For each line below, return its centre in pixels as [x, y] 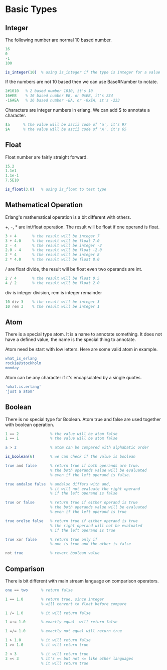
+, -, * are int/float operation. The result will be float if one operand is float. [82, 227]
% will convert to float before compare [84, 604]
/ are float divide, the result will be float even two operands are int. [74, 269]
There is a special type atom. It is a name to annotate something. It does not [83, 334]
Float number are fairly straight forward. [46, 157]
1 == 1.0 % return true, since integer [55, 599]
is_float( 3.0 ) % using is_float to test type [56, 190]
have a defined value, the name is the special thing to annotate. [71, 340]
